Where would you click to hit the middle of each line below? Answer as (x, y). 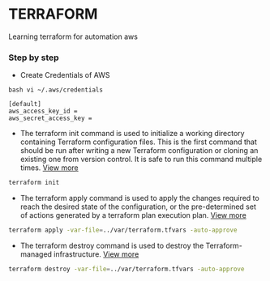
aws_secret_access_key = (50, 118)
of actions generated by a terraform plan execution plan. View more (133, 215)
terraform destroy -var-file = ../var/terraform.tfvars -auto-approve (126, 269)
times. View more (49, 168)
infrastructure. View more (96, 254)
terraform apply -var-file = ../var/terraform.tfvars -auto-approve (123, 230)
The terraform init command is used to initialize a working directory (132, 134)
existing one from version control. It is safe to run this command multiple (141, 160)
